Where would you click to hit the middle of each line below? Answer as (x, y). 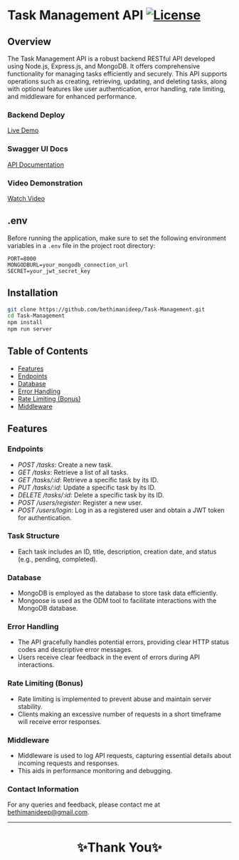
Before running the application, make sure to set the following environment (117, 238)
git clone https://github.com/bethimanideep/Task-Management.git (106, 309)
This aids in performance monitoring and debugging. (95, 771)
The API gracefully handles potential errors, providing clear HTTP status (123, 642)
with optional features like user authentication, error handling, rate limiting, (116, 89)
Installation (33, 293)
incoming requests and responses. (68, 763)
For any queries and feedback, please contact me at (84, 804)
